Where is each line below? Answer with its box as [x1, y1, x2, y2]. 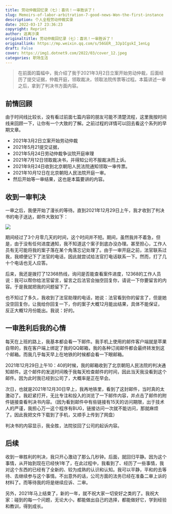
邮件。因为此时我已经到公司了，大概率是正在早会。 [5, 375, 113, 381]
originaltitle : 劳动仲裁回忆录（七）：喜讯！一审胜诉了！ [5, 36, 114, 42]
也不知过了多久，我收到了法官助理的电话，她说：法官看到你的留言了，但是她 [5, 295, 167, 300]
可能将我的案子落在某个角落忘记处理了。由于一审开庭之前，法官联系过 [18, 247, 167, 253]
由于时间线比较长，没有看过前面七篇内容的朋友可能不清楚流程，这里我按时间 [5, 114, 167, 120]
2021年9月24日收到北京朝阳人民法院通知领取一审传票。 [12, 163, 131, 169]
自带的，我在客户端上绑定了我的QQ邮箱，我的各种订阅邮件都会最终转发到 [5, 345, 160, 351]
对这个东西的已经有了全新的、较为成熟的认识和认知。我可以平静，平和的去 [5, 466, 162, 472]
